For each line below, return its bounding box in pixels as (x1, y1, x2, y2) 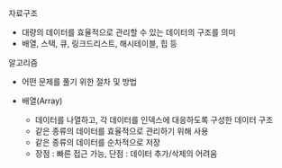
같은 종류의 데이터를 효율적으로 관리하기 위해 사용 (34, 126, 209, 137)
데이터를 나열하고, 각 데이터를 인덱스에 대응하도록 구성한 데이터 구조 (34, 115, 274, 125)
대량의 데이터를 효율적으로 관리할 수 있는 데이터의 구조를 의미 (21, 27, 236, 38)
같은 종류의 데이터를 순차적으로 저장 (34, 137, 161, 147)
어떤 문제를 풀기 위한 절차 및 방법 (21, 76, 137, 87)
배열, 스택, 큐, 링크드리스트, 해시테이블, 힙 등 (21, 39, 177, 49)
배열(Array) (21, 95, 63, 106)
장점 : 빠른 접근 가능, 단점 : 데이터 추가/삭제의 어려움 (34, 148, 218, 159)
